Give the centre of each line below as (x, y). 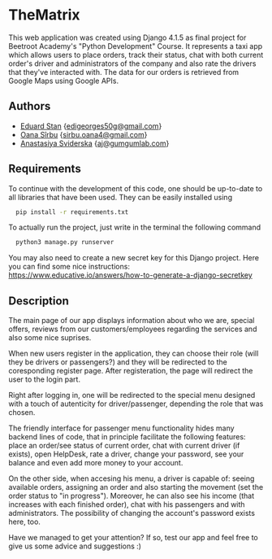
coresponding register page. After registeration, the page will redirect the (131, 371)
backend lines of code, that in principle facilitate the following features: (127, 437)
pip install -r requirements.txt (72, 212)
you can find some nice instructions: (69, 267)
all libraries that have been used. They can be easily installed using (121, 197)
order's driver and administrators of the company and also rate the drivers (132, 63)
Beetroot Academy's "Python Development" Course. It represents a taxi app (136, 46)
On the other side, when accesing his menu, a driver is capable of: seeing (132, 478)
